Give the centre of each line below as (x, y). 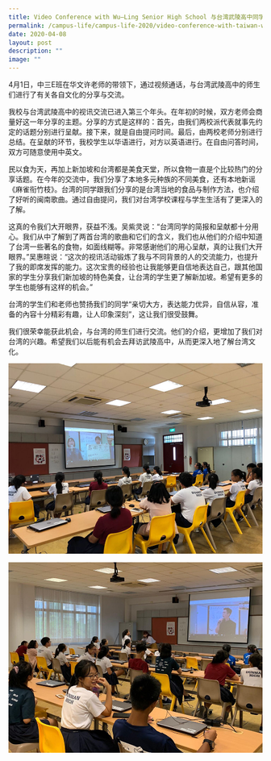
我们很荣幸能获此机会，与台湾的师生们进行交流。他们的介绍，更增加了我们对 (135, 331)
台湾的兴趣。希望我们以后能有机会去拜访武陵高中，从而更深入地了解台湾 (128, 341)
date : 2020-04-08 (38, 34)
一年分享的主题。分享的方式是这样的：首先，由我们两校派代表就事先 (142, 122)
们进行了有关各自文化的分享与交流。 (69, 94)
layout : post (30, 43)
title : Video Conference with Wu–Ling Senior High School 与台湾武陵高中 (131, 17)
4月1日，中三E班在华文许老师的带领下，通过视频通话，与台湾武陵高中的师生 (134, 84)
